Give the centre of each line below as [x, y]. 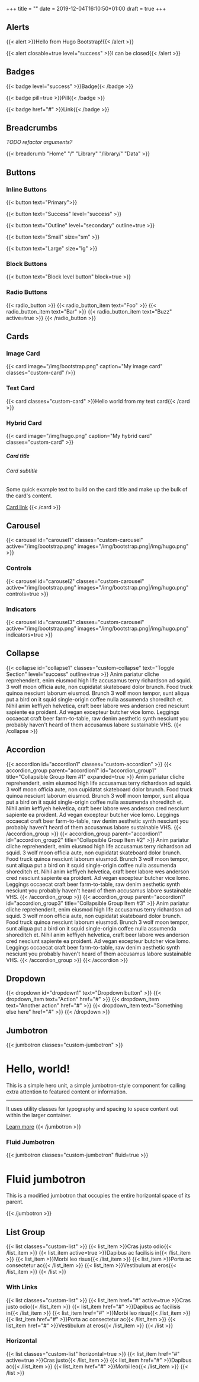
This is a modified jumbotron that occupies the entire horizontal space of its [98, 1196]
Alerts [18, 27]
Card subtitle [22, 471]
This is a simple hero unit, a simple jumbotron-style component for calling [96, 1086]
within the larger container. [39, 1115]
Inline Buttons [27, 189]
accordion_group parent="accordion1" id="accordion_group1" [81, 770]
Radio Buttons [27, 292]
